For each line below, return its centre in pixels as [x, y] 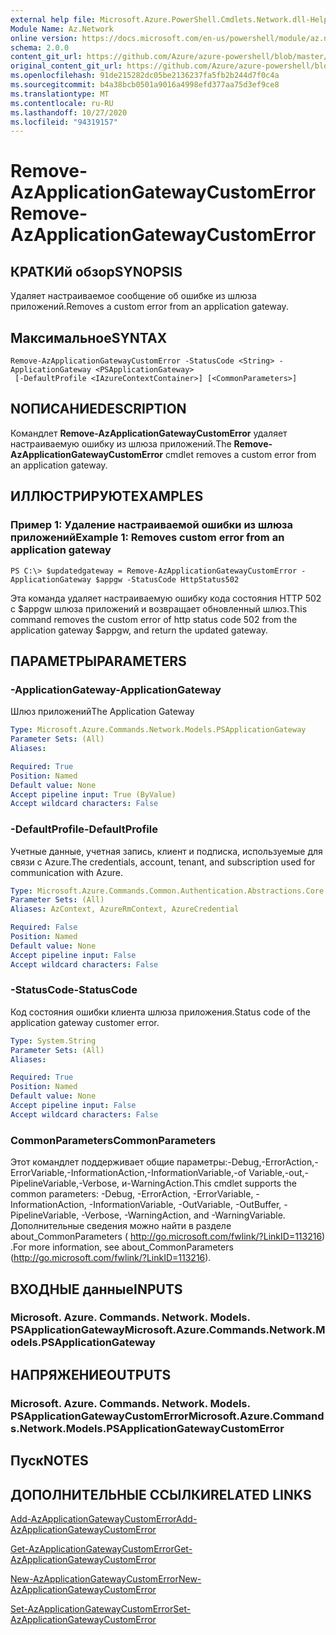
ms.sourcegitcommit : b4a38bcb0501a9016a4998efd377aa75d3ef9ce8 [145, 85]
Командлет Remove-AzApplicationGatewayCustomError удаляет [149, 433]
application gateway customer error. [85, 1022]
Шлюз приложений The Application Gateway [102, 712]
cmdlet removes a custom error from [241, 454]
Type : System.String [53, 1041]
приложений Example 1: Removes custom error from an [147, 538]
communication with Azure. [66, 872]
